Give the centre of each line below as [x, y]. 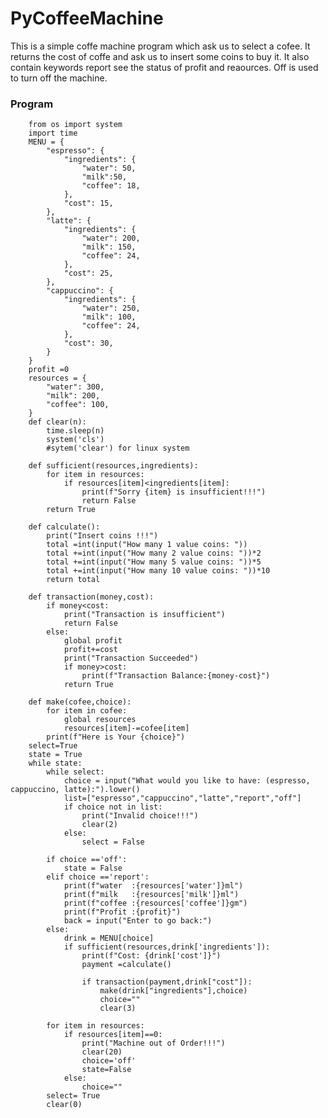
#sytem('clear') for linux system [118, 448]
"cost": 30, [88, 343]
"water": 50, [109, 168]
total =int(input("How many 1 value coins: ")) [147, 545]
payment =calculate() [126, 965]
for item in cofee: [87, 711]
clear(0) [64, 1105]
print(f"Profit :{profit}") [122, 912]
